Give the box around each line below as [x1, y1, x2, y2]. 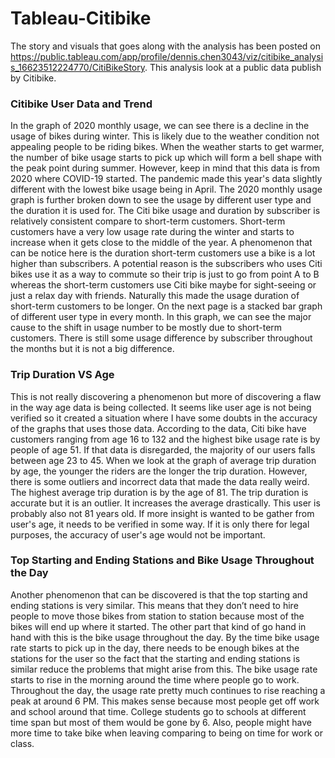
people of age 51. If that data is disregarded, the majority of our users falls [10, 443, 316, 456]
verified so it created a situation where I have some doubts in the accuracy [10, 412, 318, 424]
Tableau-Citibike [10, 7, 152, 30]
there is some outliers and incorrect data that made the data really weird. [10, 475, 310, 487]
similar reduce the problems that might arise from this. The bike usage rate [10, 663, 318, 675]
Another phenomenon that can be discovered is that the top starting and [10, 588, 308, 601]
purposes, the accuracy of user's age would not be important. [10, 528, 266, 541]
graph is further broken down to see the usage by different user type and [10, 194, 312, 206]
